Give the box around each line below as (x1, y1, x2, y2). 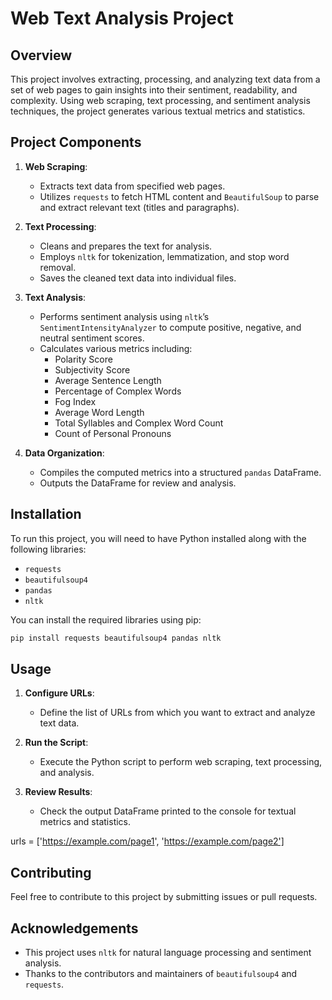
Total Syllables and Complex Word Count (54, 417, 224, 429)
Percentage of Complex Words (54, 385, 182, 397)
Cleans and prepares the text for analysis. (39, 240, 213, 252)
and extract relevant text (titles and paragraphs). (39, 201, 240, 213)
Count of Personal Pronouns (54, 427, 172, 439)
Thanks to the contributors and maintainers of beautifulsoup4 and (24, 967, 298, 979)
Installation (10, 506, 82, 523)
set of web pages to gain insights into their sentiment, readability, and (10, 84, 298, 96)
